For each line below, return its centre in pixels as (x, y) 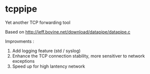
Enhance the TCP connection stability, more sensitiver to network (78, 56)
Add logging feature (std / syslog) (46, 51)
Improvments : (20, 41)
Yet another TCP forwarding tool (38, 22)
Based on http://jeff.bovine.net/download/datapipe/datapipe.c (68, 32)
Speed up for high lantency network (48, 66)
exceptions (23, 61)
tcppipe (21, 9)
